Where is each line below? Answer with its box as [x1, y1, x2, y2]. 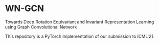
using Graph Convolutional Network [5, 24, 77, 29]
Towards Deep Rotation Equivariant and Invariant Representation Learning [5, 19, 154, 25]
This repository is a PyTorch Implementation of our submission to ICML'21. [5, 33, 155, 39]
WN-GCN [5, 3, 44, 14]
